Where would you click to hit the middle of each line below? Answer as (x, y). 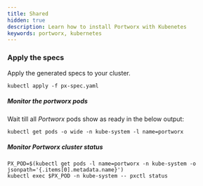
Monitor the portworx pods (47, 101)
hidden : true (26, 20)
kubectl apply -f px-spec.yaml (53, 86)
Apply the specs (36, 58)
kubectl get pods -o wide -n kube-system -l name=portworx (96, 131)
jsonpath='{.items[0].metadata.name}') (66, 170)
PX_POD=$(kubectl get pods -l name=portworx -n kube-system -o (102, 164)
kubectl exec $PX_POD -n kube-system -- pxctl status (88, 176)
